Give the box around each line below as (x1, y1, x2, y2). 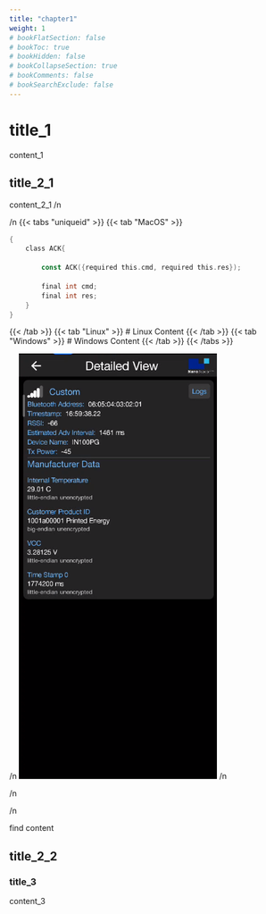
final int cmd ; (41, 281, 98, 290)
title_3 (9, 876, 37, 888)
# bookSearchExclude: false (9, 80, 114, 89)
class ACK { (25, 244, 66, 254)
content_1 (9, 149, 44, 160)
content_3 (9, 896, 46, 907)
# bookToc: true (9, 43, 70, 52)
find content (9, 823, 54, 834)
